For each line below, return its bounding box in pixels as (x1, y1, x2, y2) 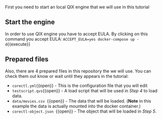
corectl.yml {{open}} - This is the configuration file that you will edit (12, 82, 148, 89)
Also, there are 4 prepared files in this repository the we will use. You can (5, 68, 151, 74)
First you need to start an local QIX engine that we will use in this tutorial (5, 4, 149, 10)
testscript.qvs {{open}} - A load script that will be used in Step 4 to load (12, 88, 158, 93)
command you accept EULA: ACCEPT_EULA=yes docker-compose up (5, 36, 135, 42)
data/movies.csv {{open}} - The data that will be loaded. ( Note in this (12, 98, 151, 104)
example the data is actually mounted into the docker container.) (12, 103, 141, 109)
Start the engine (5, 18, 55, 26)
